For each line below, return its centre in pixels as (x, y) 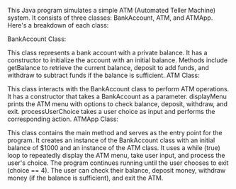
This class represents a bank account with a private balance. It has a (107, 53)
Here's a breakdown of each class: (58, 25)
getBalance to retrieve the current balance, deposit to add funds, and (108, 68)
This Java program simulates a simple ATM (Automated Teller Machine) (112, 10)
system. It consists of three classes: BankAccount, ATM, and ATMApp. (110, 18)
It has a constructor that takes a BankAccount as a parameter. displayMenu (117, 96)
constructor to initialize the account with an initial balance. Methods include (118, 60)
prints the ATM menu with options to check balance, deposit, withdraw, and (118, 104)
